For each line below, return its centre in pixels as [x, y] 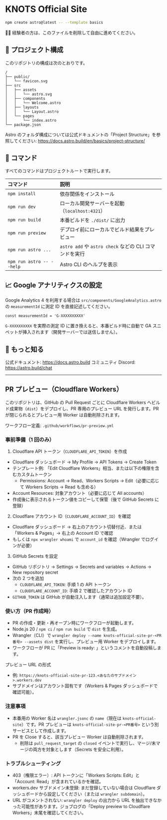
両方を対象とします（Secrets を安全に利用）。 [80, 749]
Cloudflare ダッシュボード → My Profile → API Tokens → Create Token [84, 462]
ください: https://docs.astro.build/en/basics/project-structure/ [82, 141]
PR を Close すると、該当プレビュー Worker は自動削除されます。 [79, 737]
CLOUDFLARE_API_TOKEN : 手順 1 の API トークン [65, 585]
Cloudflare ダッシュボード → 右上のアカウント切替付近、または [77, 527]
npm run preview [27, 233]
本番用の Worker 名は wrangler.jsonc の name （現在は [67, 718]
